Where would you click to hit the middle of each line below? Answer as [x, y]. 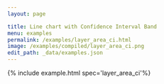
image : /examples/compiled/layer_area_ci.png [76, 47]
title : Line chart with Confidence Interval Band [82, 26]
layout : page [27, 14]
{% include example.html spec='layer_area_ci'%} [79, 73]
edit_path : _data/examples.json [55, 53]
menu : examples [30, 33]
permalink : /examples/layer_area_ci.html [70, 40]
